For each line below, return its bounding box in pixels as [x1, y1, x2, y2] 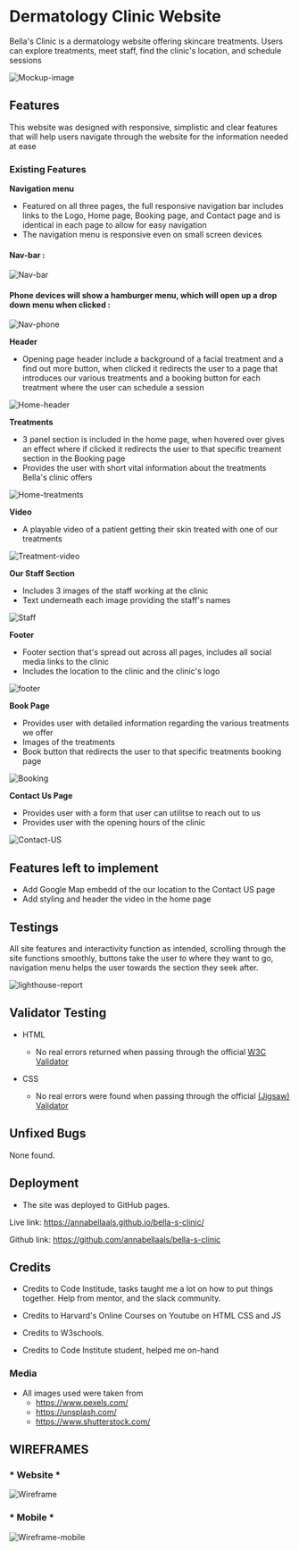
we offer [21, 727, 54, 738]
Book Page [9, 700, 51, 711]
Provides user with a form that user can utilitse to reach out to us [21, 808, 261, 818]
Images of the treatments [21, 737, 116, 748]
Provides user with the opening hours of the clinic [21, 817, 205, 828]
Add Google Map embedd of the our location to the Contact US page [21, 884, 276, 895]
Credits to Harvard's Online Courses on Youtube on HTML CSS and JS [21, 1311, 281, 1321]
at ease [9, 140, 37, 151]
